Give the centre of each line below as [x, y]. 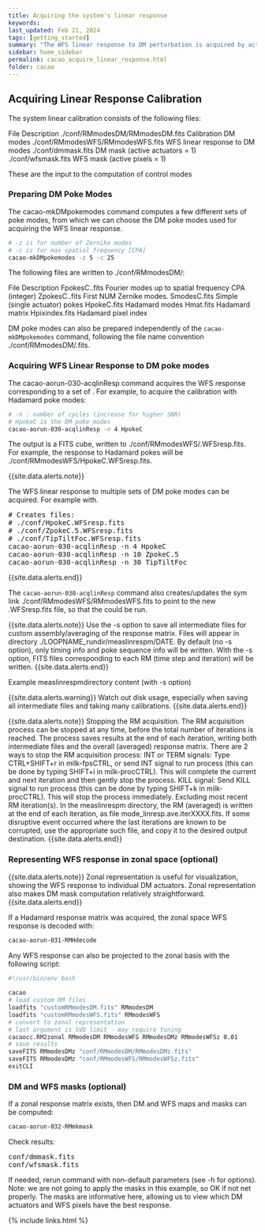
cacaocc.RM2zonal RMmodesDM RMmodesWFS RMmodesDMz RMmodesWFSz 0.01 [123, 1037]
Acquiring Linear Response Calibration [105, 99]
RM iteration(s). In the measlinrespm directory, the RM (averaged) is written [131, 805]
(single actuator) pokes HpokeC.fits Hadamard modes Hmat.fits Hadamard [129, 304]
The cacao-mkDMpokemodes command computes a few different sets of [127, 211]
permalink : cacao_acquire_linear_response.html [88, 60]
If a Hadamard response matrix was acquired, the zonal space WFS [118, 917]
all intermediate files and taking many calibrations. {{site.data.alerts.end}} [128, 706]
